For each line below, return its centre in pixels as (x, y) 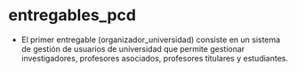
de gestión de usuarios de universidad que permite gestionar (133, 48)
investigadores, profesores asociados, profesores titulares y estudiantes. (155, 58)
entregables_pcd (72, 15)
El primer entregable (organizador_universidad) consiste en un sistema (151, 40)
